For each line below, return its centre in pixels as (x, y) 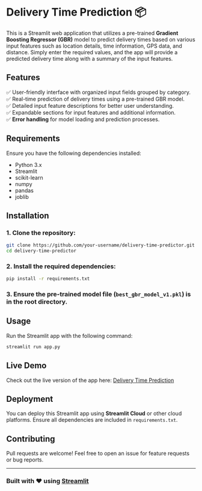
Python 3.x (28, 164)
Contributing (31, 439)
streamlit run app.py (33, 347)
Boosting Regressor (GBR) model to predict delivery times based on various (101, 39)
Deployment (30, 399)
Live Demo (26, 366)
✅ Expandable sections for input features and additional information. (91, 112)
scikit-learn (29, 177)
